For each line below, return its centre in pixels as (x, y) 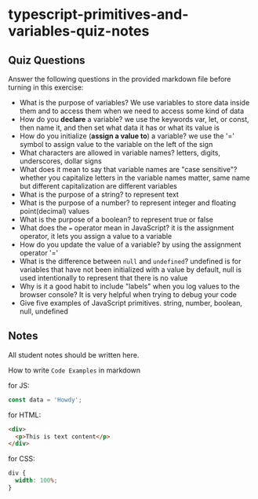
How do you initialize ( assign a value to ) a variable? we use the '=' (127, 136)
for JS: (19, 385)
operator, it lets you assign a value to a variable (96, 236)
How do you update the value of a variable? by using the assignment (130, 244)
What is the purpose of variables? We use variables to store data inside (134, 103)
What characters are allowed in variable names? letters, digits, (120, 152)
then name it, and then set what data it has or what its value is (119, 128)
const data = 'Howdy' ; (45, 400)
